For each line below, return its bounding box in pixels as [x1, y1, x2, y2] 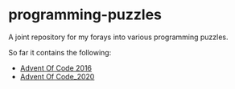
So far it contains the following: [8, 47, 112, 57]
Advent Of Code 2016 [19, 63, 93, 73]
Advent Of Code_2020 [19, 71, 95, 81]
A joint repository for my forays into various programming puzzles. [8, 32, 229, 42]
